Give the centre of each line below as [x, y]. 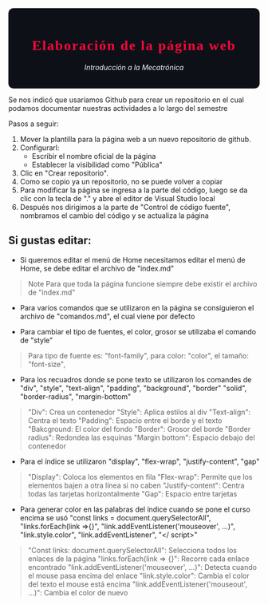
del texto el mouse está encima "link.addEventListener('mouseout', [138, 584]
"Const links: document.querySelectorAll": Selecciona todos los [132, 550]
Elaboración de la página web [134, 46]
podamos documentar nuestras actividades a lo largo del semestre [118, 108]
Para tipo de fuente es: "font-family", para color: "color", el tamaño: [138, 355]
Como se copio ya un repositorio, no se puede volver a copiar [121, 181]
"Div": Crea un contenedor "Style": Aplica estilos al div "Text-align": [139, 412]
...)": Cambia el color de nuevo [78, 592]
